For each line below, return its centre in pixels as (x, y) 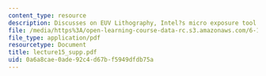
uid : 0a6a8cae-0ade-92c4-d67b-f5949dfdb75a (81, 60)
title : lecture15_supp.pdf (53, 52)
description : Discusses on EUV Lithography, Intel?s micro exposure (123, 23)
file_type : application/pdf (55, 38)
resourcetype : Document (47, 45)
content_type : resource (47, 15)
